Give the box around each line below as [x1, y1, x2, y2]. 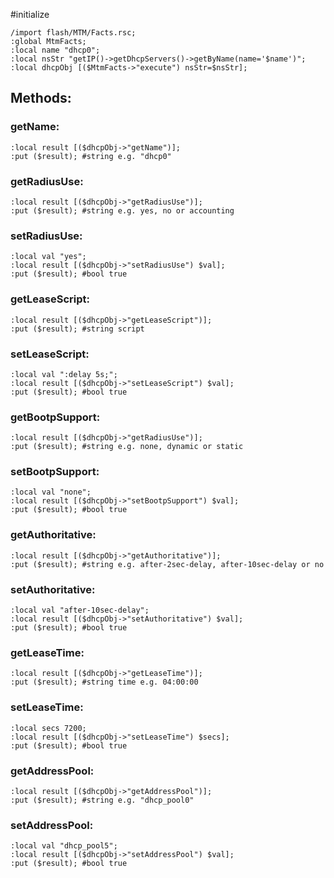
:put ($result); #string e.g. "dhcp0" [10, 151, 172, 161]
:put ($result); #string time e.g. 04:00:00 [10, 677, 199, 688]
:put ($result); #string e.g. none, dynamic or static [10, 442, 244, 452]
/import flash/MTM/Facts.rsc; [10, 28, 137, 38]
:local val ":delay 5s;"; [10, 369, 118, 379]
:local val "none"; [10, 487, 92, 498]
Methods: [10, 90, 72, 107]
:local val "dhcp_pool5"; [10, 841, 118, 851]
